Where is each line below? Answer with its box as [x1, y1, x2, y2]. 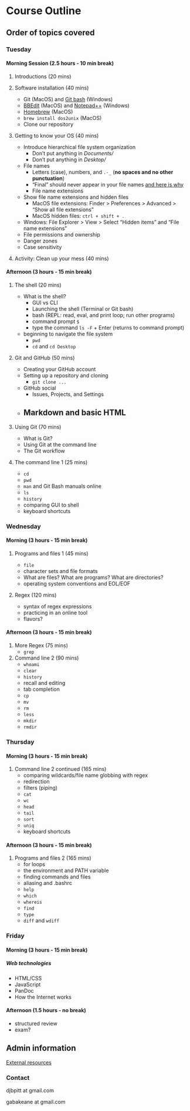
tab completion [23, 686, 60, 693]
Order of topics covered [6, 28, 95, 38]
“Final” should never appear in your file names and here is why [32, 181, 184, 188]
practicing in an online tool [23, 609, 88, 616]
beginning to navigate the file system [23, 330, 113, 337]
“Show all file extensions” [32, 206, 94, 213]
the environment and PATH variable [23, 867, 109, 874]
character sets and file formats [23, 567, 98, 574]
